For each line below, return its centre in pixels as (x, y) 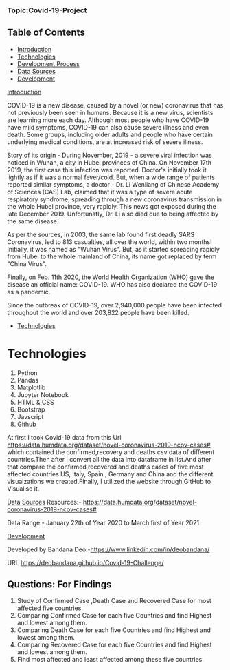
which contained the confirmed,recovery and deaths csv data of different (111, 452)
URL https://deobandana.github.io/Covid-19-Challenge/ (85, 562)
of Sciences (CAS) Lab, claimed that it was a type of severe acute (100, 192)
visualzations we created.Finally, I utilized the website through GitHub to (109, 481)
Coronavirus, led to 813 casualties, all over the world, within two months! (110, 242)
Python (27, 373)
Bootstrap (31, 409)
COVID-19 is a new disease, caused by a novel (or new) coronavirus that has (115, 105)
